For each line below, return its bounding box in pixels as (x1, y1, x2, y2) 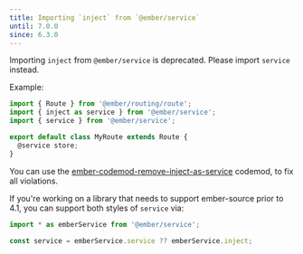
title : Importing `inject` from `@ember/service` (9, 13, 201, 23)
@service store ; (17, 141, 79, 150)
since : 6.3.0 (9, 30, 59, 39)
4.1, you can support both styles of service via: (9, 202, 185, 213)
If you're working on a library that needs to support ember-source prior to (9, 193, 284, 203)
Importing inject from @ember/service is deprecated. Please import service (9, 55, 291, 66)
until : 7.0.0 (9, 22, 59, 31)
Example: (9, 82, 44, 93)
